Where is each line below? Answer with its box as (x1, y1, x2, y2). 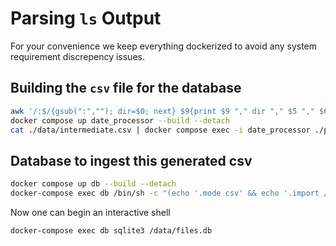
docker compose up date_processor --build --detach (10, 115, 230, 126)
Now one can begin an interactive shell (10, 206, 171, 218)
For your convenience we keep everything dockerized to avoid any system (10, 40, 318, 52)
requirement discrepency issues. (10, 50, 145, 62)
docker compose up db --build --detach (10, 179, 177, 189)
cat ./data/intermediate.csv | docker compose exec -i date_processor (10, 125, 311, 135)
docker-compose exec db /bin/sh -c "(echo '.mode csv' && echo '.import (10, 188, 320, 199)
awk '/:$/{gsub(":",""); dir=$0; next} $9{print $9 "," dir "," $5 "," (10, 106, 315, 116)
